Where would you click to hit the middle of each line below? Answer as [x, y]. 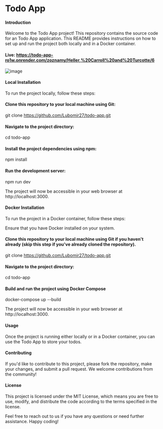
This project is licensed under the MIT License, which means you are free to [82, 396]
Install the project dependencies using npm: [51, 149]
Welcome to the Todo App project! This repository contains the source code [81, 33]
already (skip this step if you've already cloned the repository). [70, 244]
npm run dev [18, 181]
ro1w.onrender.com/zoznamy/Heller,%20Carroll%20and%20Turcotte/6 [80, 60]
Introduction [18, 22]
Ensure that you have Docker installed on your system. [60, 228]
